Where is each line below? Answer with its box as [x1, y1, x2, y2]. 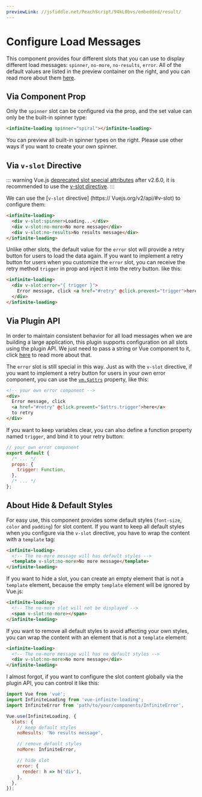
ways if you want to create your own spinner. [6, 143, 118, 150]
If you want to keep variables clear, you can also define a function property [6, 426, 192, 433]
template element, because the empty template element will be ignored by [6, 582, 191, 589]
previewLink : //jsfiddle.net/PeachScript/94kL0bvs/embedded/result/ [6, 8, 182, 15]
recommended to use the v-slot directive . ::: [6, 183, 115, 190]
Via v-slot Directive [6, 160, 82, 171]
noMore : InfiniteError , [17, 746, 77, 753]
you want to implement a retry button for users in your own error [6, 369, 166, 376]
